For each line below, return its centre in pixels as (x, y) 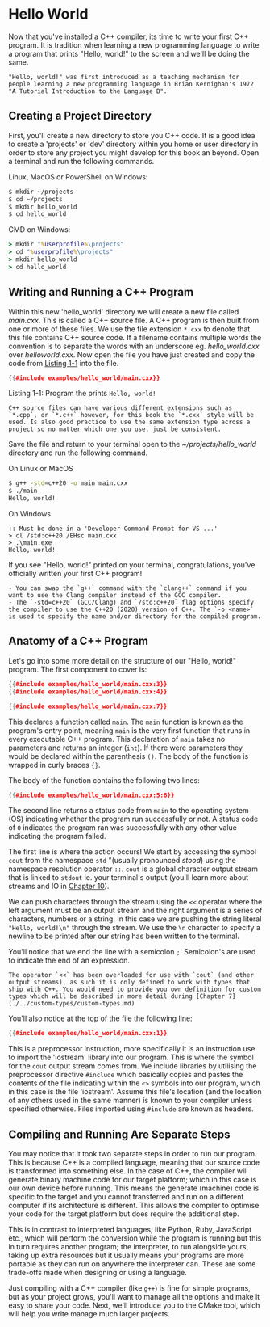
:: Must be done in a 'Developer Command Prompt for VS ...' (113, 529)
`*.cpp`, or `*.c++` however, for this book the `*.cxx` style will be (131, 415)
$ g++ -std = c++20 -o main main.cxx (68, 483)
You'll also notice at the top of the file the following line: (100, 1018)
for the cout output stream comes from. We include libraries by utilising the (133, 1066)
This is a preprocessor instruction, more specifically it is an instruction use (132, 1049)
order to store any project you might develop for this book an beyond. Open (134, 152)
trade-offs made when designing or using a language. (98, 1273)
